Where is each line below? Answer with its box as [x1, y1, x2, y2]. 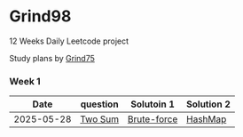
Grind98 [9, 6, 72, 27]
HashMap [185, 113, 227, 125]
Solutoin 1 [130, 98, 176, 110]
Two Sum [79, 113, 120, 125]
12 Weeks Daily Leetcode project [9, 36, 129, 46]
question [80, 98, 119, 110]
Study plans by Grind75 [9, 52, 96, 63]
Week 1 [9, 75, 42, 87]
